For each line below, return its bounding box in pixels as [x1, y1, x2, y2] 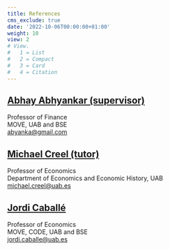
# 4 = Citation [7, 68, 58, 75]
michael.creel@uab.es [7, 182, 71, 190]
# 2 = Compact [7, 56, 54, 63]
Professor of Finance [7, 113, 68, 122]
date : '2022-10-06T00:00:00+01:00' [7, 23, 111, 30]
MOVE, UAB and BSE [7, 120, 68, 129]
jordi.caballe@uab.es [7, 235, 68, 243]
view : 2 [7, 36, 30, 43]
